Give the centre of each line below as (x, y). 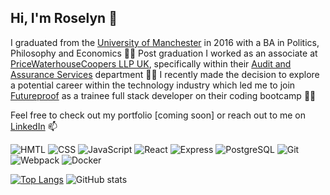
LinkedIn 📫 (34, 126)
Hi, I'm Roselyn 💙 (64, 18)
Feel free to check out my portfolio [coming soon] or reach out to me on (158, 115)
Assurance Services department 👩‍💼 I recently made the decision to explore (165, 74)
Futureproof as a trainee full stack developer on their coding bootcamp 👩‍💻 (163, 95)
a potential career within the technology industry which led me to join (153, 85)
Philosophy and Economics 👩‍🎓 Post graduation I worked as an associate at (164, 53)
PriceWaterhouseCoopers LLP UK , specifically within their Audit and (151, 63)
